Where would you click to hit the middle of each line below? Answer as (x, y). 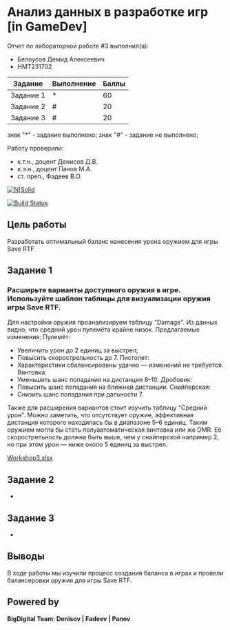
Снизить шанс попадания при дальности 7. (80, 394)
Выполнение (74, 84)
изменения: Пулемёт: (39, 337)
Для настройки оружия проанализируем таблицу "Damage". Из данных (113, 323)
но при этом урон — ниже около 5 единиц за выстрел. (87, 445)
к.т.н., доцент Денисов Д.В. (57, 161)
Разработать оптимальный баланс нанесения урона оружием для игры (113, 241)
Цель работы (37, 225)
